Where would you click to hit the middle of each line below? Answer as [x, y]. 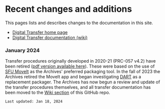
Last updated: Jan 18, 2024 [34, 102]
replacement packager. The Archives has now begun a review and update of [82, 82]
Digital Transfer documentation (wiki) [50, 37]
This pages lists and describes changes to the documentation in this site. [79, 23]
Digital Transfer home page [40, 32]
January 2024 [23, 50]
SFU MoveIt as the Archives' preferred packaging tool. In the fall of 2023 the [83, 72]
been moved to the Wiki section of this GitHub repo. [58, 93]
